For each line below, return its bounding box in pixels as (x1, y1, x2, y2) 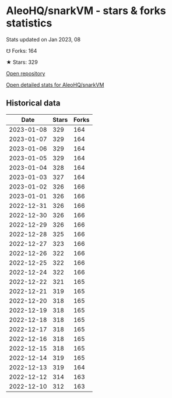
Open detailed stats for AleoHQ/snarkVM (6, 81, 104, 88)
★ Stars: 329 (6, 59, 38, 66)
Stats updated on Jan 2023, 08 (6, 36, 81, 43)
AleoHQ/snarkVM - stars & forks (6, 4, 166, 18)
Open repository (6, 70, 45, 77)
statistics (6, 16, 52, 30)
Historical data (6, 98, 61, 108)
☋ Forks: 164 (6, 47, 37, 54)
